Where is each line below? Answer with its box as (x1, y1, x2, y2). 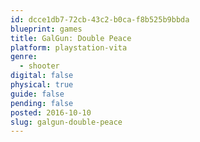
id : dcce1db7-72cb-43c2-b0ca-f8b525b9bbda (10, 14, 190, 25)
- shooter (19, 61, 60, 71)
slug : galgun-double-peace (10, 117, 123, 127)
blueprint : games (10, 24, 83, 34)
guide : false (10, 89, 65, 99)
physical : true (10, 80, 74, 90)
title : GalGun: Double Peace (10, 33, 132, 43)
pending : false (10, 98, 74, 108)
